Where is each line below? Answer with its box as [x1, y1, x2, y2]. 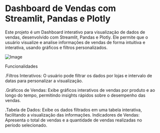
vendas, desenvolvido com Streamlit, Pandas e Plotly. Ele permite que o [5, 34, 148, 40]
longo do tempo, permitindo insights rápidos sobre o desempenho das [5, 92, 145, 98]
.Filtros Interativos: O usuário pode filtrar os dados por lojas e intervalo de [5, 73, 152, 78]
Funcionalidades [5, 63, 38, 69]
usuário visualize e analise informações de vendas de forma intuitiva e [5, 39, 145, 45]
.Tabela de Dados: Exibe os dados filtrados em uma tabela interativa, [5, 107, 142, 113]
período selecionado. [5, 122, 48, 128]
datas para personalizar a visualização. [5, 78, 83, 84]
